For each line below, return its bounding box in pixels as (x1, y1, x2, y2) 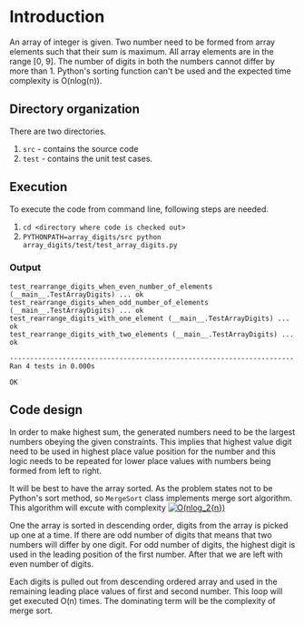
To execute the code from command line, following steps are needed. (9, 203, 270, 215)
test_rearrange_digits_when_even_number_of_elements (9, 282, 213, 291)
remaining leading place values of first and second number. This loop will (9, 585, 283, 597)
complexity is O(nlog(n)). (9, 75, 103, 86)
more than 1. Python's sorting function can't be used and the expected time (9, 66, 292, 76)
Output (9, 261, 42, 274)
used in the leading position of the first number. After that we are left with (9, 549, 283, 559)
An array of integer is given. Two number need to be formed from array (9, 36, 275, 47)
